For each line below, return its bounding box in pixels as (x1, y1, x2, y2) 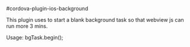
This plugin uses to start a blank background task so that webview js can (6, 16, 184, 23)
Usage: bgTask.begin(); (6, 34, 64, 41)
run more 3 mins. (6, 23, 48, 29)
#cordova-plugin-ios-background (6, 5, 88, 12)
